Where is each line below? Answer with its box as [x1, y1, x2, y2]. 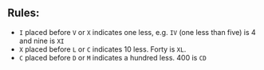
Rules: [7, 6, 40, 20]
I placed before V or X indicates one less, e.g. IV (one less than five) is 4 [18, 27, 256, 37]
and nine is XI [18, 36, 65, 45]
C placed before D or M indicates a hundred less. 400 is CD [18, 52, 207, 62]
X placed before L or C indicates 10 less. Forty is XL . [18, 44, 187, 54]
